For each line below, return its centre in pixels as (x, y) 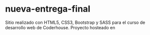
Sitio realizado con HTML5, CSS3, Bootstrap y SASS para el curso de (75, 22)
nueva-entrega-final (48, 9)
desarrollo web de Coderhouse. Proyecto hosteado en (60, 27)
